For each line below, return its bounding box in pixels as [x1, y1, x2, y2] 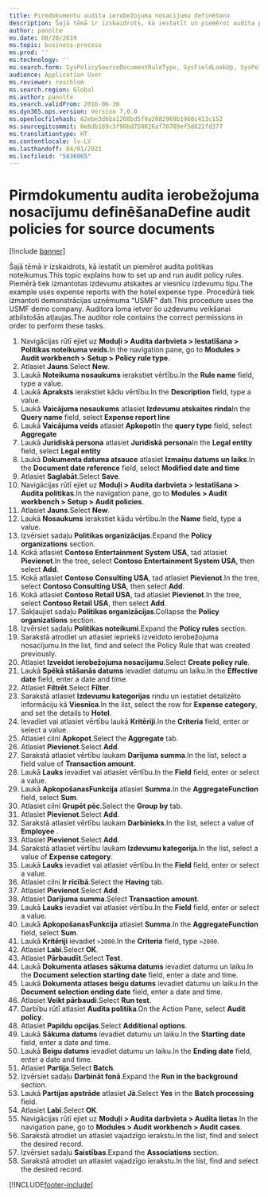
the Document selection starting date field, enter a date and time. [20, 970, 239, 980]
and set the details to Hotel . [20, 709, 112, 718]
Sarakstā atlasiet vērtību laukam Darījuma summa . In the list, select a [20, 751, 247, 760]
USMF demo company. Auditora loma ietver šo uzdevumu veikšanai [9, 304, 231, 314]
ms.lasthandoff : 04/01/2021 [9, 145, 103, 153]
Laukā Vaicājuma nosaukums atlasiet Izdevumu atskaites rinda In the [20, 404, 251, 414]
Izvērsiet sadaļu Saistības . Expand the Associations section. [20, 1148, 219, 1157]
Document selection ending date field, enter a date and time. [20, 987, 223, 997]
